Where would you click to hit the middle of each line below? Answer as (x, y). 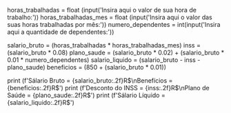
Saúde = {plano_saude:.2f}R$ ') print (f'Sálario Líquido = (86, 95)
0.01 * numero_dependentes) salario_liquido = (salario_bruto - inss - (104, 60)
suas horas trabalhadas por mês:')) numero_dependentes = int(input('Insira (114, 24)
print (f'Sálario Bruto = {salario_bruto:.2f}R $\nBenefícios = (90, 81)
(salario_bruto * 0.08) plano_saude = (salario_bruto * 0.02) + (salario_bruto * (116, 52)
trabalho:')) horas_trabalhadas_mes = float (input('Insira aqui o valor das (110, 17)
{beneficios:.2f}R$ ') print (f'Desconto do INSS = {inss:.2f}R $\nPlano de (108, 88)
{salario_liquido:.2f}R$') (41, 102)
